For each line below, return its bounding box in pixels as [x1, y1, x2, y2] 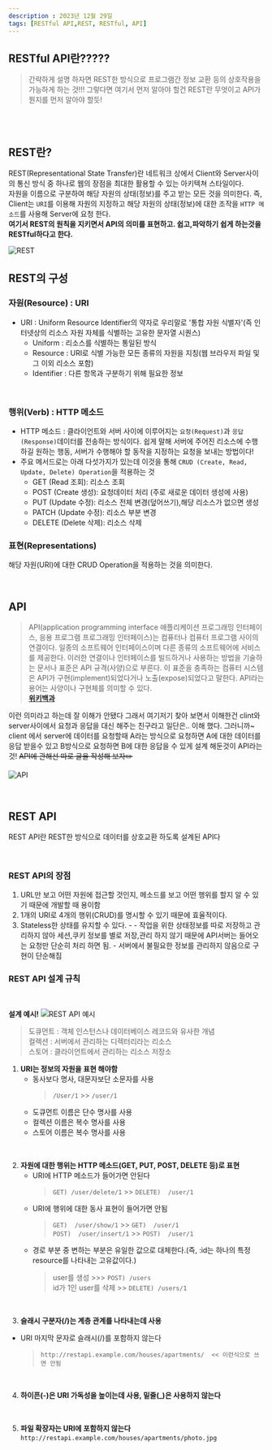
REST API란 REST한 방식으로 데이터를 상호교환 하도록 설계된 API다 [8, 832, 221, 842]
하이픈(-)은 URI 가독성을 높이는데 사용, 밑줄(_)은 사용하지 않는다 [19, 1390, 222, 1400]
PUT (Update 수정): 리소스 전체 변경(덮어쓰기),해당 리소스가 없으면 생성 [32, 497, 260, 508]
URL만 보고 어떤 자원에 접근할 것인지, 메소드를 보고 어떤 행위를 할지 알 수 [19, 890, 250, 900]
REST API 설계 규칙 [8, 973, 81, 985]
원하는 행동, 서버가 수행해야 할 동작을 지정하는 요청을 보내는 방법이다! [35, 447, 254, 457]
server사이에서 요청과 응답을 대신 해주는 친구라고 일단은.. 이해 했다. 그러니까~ [8, 721, 256, 731]
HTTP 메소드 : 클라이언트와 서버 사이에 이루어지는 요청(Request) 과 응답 [19, 426, 244, 436]
